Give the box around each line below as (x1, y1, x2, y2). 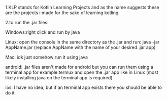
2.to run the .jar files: (5, 20, 49, 25)
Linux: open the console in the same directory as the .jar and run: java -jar (5, 39, 160, 45)
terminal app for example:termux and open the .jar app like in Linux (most (5, 69, 158, 75)
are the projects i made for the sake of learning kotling (5, 10, 119, 16)
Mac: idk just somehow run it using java (5, 54, 88, 60)
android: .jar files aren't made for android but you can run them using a (5, 64, 153, 70)
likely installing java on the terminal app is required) (5, 75, 113, 80)
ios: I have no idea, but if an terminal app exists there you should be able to (5, 84, 162, 90)
